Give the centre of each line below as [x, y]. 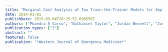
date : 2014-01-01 [23, 14]
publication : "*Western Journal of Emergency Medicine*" [66, 42]
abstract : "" [19, 33]
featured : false [22, 38]
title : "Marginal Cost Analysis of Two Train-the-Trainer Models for [79, 10]
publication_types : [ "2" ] [32, 28]
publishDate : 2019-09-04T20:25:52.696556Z [50, 19]
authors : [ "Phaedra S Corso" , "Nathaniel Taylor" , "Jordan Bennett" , [79, 24]
